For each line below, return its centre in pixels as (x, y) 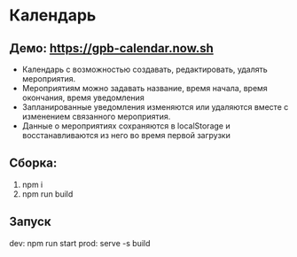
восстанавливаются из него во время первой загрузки (126, 135)
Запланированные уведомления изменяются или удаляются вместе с (155, 107)
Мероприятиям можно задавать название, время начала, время (145, 88)
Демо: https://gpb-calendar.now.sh (112, 48)
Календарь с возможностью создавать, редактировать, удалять (145, 69)
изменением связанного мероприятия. (96, 117)
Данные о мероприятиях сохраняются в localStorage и (126, 126)
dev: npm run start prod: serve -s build (80, 243)
